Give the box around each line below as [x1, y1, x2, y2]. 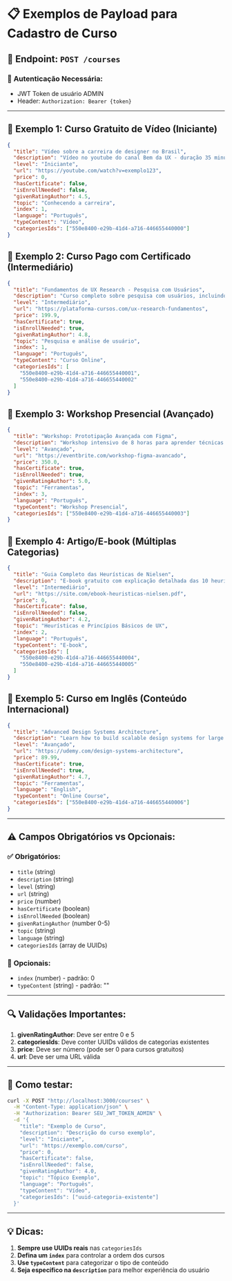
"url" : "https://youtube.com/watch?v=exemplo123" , [13, 167, 162, 174]
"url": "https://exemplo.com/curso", [19, 1142, 128, 1149]
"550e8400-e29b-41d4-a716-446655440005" [19, 661, 137, 668]
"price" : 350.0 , [13, 458, 60, 466]
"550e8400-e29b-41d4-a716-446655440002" [19, 376, 137, 383]
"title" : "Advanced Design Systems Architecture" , [13, 728, 162, 735]
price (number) [17, 897, 61, 905]
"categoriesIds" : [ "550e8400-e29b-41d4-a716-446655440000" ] [13, 225, 190, 232]
